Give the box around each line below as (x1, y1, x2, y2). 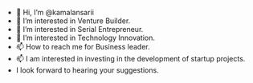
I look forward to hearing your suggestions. (15, 65, 159, 75)
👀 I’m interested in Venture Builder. (15, 16, 131, 26)
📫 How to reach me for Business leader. (15, 42, 150, 51)
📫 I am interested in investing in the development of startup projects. (15, 54, 246, 63)
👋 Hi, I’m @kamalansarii (15, 8, 95, 17)
